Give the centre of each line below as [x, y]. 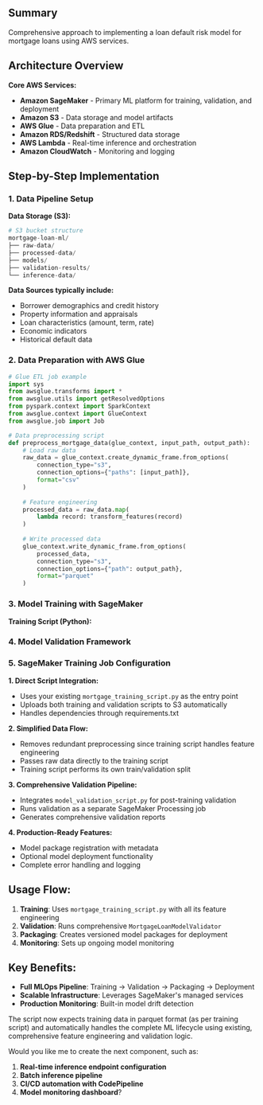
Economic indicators [53, 331]
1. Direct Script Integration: [54, 681]
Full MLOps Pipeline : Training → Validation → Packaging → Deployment [137, 987]
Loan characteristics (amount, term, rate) [87, 322]
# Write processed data [62, 539]
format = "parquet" [65, 576]
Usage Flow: [40, 890]
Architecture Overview [66, 66]
